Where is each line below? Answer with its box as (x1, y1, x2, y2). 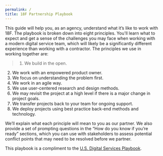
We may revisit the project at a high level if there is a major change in (12, 90, 151, 96)
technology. (12, 111, 36, 117)
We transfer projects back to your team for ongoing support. (12, 101, 133, 106)
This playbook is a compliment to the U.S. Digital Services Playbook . (5, 145, 142, 151)
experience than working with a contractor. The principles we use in (5, 46, 142, 52)
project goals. (12, 95, 40, 101)
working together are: (5, 51, 49, 56)
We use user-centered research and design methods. (12, 85, 120, 91)
